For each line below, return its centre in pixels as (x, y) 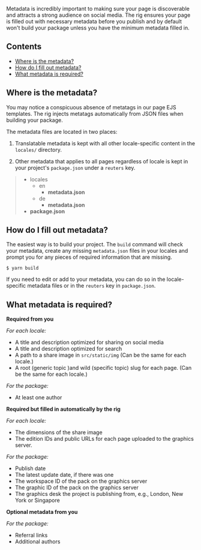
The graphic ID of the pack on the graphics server (77, 488)
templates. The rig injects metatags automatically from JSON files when (95, 113)
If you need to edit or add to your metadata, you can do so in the (86, 279)
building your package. (34, 120)
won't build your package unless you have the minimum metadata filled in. (98, 28)
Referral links (31, 535)
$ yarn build (22, 268)
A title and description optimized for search (68, 349)
